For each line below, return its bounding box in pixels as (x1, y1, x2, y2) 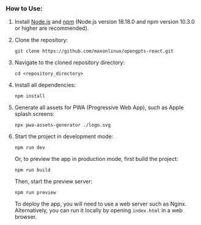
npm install (14, 93, 45, 99)
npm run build (14, 167, 51, 173)
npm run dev (14, 145, 45, 151)
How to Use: (5, 4, 43, 13)
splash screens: (14, 110, 55, 118)
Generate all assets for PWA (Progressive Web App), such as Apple (14, 104, 184, 111)
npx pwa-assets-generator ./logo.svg (14, 122, 111, 129)
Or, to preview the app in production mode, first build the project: (14, 155, 178, 163)
